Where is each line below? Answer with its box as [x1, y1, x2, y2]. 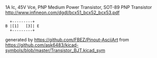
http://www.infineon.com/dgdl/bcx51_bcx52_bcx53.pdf [5, 9, 120, 15]
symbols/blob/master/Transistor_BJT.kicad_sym [5, 47, 106, 53]
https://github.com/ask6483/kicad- [5, 42, 79, 48]
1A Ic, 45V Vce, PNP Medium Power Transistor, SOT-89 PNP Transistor [5, 4, 152, 10]
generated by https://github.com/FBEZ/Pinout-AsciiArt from [5, 37, 130, 42]
